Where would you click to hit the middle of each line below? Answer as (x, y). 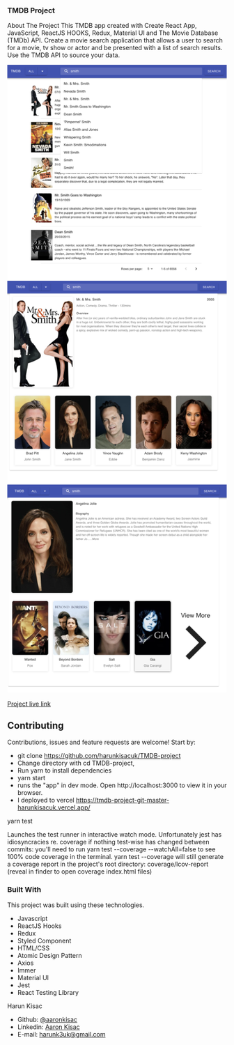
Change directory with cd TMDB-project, (76, 763)
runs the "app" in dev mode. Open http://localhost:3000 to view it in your (122, 785)
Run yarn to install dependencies (64, 771)
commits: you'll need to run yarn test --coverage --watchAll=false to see (111, 849)
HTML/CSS (33, 948)
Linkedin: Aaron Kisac (48, 1027)
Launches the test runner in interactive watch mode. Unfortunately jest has (115, 835)
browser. (30, 793)
